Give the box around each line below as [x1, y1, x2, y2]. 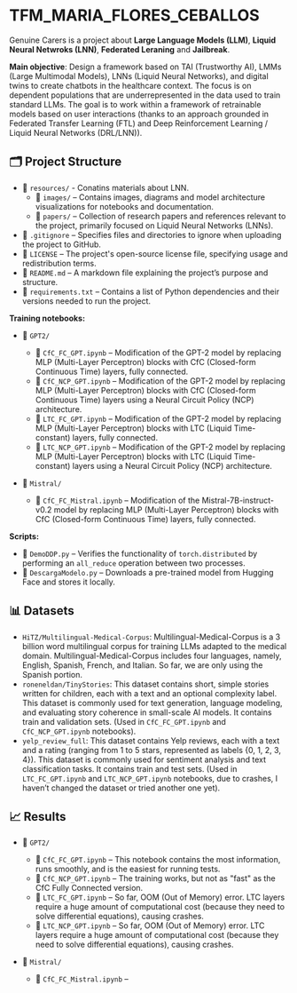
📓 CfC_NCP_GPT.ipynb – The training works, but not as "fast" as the [35, 873, 277, 884]
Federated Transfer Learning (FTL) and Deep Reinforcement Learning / [9, 117, 269, 129]
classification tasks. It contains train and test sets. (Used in [21, 763, 238, 774]
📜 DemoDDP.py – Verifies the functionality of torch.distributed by [21, 548, 258, 559]
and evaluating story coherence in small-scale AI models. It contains [21, 707, 272, 718]
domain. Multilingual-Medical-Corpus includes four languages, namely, [21, 650, 282, 661]
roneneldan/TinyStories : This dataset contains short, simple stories [21, 679, 270, 689]
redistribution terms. [21, 258, 97, 268]
